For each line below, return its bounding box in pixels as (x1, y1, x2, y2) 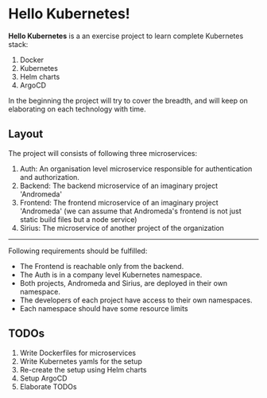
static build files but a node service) (19, 214, 137, 224)
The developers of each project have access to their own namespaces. (19, 295, 253, 305)
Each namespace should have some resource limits (19, 303, 188, 313)
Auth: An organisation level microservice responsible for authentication (19, 164, 253, 174)
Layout (8, 127, 44, 141)
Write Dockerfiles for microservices (19, 348, 137, 357)
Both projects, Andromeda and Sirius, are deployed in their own (19, 278, 228, 287)
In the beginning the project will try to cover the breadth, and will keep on (8, 96, 249, 105)
